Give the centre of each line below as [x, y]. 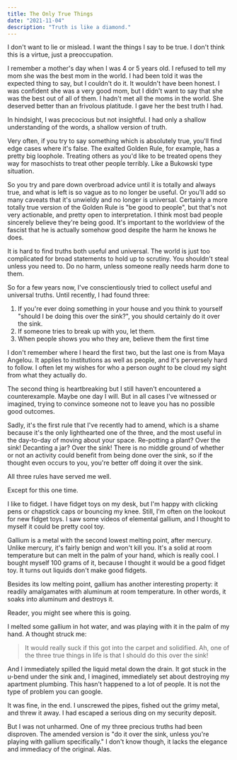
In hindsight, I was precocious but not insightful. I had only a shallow [107, 120]
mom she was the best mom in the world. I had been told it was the [105, 76]
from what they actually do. [47, 375]
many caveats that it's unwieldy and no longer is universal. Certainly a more [117, 200]
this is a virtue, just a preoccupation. [60, 55]
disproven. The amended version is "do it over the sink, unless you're [108, 735]
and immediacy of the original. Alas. [59, 749]
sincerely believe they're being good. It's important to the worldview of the [116, 222]
